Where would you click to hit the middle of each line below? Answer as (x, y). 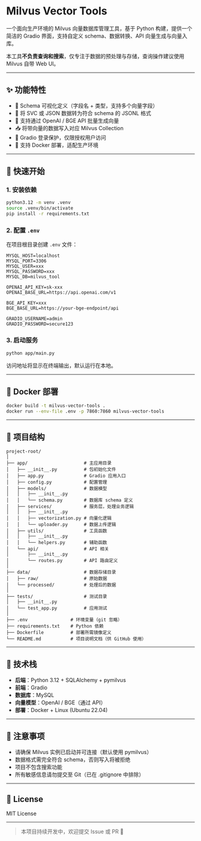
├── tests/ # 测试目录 (57, 596)
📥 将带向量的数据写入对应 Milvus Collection (69, 128)
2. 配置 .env (23, 230)
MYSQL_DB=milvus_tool (33, 277)
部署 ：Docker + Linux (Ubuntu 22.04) (61, 710)
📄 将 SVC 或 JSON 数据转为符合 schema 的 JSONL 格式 (83, 113)
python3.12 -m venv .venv (38, 203)
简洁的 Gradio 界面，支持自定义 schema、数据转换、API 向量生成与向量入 (97, 36)
